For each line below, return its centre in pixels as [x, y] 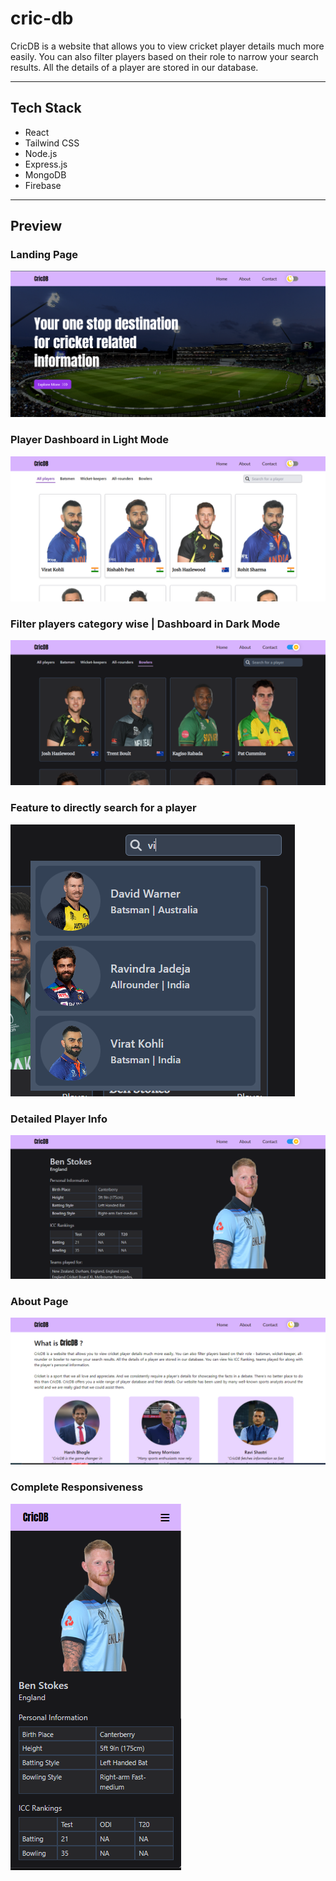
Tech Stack [46, 108]
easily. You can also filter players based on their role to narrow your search [164, 56]
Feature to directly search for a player [103, 808]
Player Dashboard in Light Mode [90, 440]
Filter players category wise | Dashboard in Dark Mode [145, 624]
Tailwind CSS [52, 143]
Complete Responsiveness [77, 1487]
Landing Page [44, 255]
